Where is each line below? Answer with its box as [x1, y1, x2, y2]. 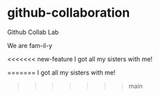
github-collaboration [7, 5, 130, 21]
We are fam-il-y [7, 41, 52, 49]
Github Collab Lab [7, 28, 59, 36]
